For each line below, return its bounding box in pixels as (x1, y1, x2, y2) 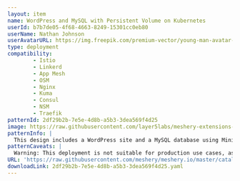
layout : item (7, 10, 46, 18)
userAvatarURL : (7, 37, 53, 44)
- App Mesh (33, 70, 66, 77)
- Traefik (33, 110, 62, 117)
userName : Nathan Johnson (7, 30, 84, 38)
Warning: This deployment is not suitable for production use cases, (14, 150, 225, 157)
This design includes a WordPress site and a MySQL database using (14, 136, 219, 143)
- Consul (33, 97, 59, 104)
